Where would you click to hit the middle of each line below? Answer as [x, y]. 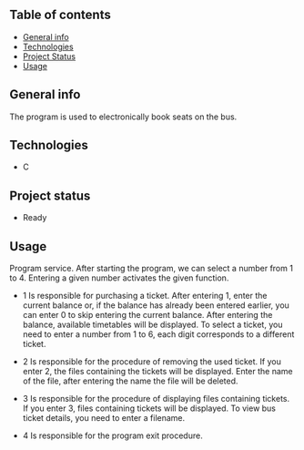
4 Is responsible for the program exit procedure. [112, 435]
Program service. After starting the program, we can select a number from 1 [152, 269]
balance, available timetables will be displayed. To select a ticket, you [152, 325]
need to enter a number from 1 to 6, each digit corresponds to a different [158, 334]
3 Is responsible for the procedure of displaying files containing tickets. [156, 399]
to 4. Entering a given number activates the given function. [119, 278]
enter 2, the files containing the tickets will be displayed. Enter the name [157, 372]
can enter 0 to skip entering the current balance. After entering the [147, 315]
